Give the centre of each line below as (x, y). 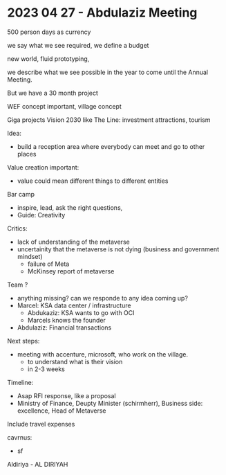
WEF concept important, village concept (65, 106)
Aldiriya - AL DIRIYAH (38, 464)
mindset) (30, 256)
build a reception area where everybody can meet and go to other (111, 146)
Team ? (18, 285)
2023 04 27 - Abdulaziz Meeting (102, 13)
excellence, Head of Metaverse (62, 411)
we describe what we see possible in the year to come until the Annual (108, 72)
